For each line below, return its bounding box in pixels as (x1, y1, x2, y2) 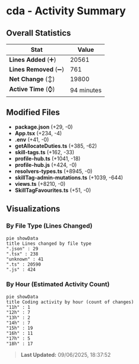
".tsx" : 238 (6, 251, 39, 257)
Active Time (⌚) (9, 85, 55, 93)
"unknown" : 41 (6, 256, 44, 262)
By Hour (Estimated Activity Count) (6, 280, 110, 288)
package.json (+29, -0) (14, 123, 73, 130)
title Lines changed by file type (6, 240, 92, 247)
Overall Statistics (6, 28, 71, 38)
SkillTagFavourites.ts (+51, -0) (14, 186, 91, 194)
